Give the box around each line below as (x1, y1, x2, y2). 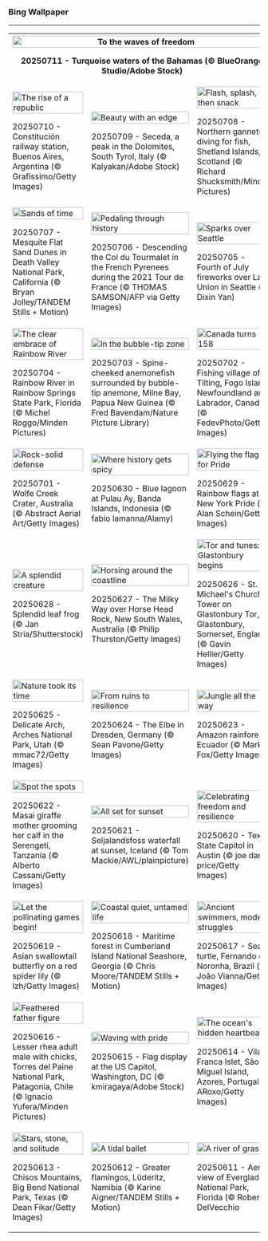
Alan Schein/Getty (196, 508, 265, 519)
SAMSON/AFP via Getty (91, 292, 181, 303)
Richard (196, 166, 226, 177)
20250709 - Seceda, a (91, 131, 179, 142)
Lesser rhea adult (12, 1042, 78, 1053)
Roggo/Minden (12, 417, 68, 428)
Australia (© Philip (91, 624, 160, 635)
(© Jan (12, 619, 39, 630)
